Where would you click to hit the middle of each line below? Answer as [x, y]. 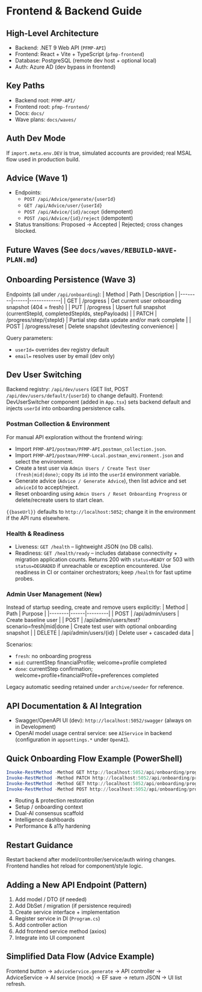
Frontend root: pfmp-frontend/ [52, 106]
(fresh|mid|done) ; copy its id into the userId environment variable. [98, 474]
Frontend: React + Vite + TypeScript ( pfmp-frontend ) [80, 54]
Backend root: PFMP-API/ [45, 100]
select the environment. [44, 461]
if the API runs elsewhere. [38, 518]
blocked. [26, 231]
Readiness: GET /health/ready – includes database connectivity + [96, 553]
